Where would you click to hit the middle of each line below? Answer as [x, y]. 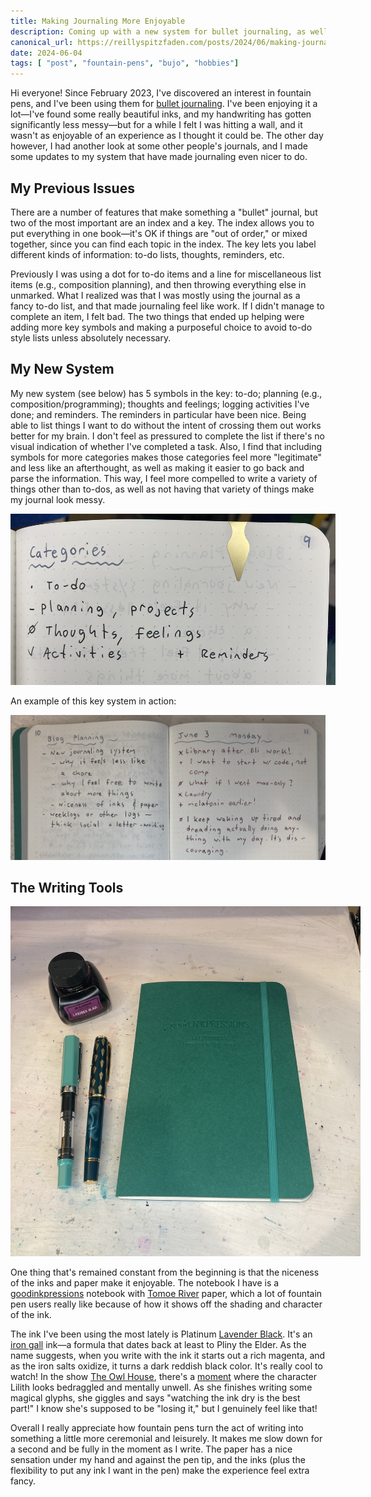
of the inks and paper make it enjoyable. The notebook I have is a [145, 1283]
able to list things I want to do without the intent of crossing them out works [166, 425]
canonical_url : [42, 42]
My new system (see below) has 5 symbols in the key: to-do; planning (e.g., [166, 393]
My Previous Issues [72, 188]
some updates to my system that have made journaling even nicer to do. [159, 157]
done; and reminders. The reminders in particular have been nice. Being [158, 414]
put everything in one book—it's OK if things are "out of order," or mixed [159, 233]
